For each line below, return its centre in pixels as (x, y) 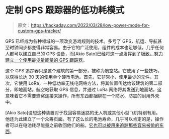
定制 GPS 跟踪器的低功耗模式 (65, 10)
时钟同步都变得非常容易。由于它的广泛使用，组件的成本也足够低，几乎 (82, 47)
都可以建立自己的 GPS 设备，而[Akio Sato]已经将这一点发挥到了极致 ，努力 (86, 54)
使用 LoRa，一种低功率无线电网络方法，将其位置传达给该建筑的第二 (88, 83)
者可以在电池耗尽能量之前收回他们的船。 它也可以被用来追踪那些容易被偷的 (82, 125)
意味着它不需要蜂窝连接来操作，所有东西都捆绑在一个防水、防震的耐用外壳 (82, 95)
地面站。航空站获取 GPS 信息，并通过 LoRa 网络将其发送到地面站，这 (90, 89)
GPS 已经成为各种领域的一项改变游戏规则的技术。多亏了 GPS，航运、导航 (81, 41)
